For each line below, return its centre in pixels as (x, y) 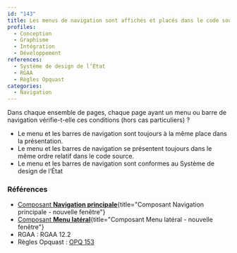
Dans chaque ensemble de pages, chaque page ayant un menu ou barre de (117, 113)
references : (25, 60)
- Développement (37, 54)
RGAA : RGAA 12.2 (44, 235)
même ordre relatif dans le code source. (76, 156)
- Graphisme (31, 40)
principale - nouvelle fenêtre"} (61, 212)
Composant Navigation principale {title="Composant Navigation (111, 204)
